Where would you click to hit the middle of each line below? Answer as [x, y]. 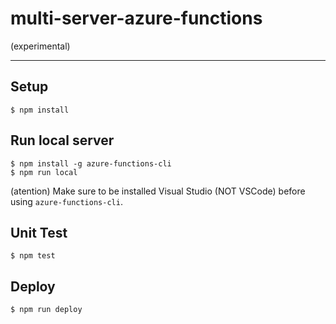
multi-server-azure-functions [136, 18]
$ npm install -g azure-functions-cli [91, 163]
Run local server [62, 140]
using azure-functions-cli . [66, 201]
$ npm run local [44, 172]
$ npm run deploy [46, 310]
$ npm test [33, 256]
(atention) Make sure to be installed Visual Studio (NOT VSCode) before [158, 191]
